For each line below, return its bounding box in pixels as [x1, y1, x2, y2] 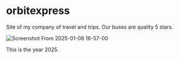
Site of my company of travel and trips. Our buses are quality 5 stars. [6, 23, 174, 30]
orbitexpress [6, 4, 71, 18]
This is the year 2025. [6, 46, 59, 53]
